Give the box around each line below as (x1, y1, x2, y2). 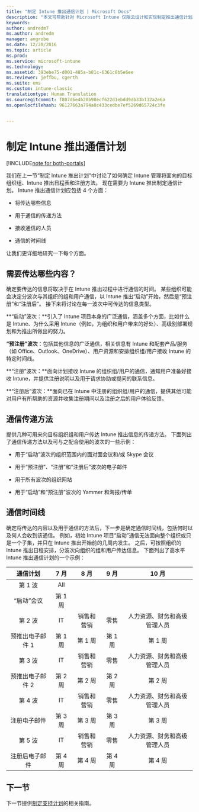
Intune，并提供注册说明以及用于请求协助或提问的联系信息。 (12, 375, 158, 382)
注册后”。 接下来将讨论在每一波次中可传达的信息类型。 (21, 300, 155, 308)
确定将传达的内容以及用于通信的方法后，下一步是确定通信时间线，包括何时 (6, 524, 188, 531)
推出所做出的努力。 (21, 328, 69, 335)
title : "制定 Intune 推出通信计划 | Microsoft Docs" (6, 8, 132, 15)
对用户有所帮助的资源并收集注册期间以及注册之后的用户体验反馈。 (6, 395, 167, 402)
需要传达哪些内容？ (6, 269, 76, 279)
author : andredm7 (6, 25, 49, 31)
